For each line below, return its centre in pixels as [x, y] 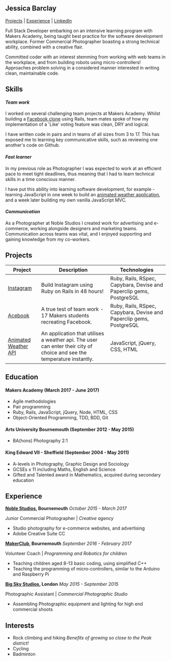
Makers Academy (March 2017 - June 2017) [52, 390]
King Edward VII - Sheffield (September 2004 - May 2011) [67, 452]
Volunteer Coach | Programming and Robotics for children [66, 554]
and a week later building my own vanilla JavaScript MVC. [66, 200]
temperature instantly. [67, 359]
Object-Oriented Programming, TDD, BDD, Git [60, 418]
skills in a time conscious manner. [41, 179]
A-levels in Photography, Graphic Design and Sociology [71, 464]
